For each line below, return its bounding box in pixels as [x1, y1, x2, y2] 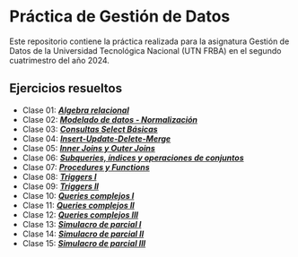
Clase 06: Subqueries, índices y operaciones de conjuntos [22, 152, 244, 163]
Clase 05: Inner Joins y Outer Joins [22, 142, 155, 153]
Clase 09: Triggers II [22, 181, 100, 192]
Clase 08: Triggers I [22, 171, 97, 182]
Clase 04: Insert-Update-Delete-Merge [22, 133, 171, 144]
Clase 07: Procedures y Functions [22, 161, 150, 172]
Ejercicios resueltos [9, 81, 123, 96]
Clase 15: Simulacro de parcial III [22, 237, 146, 248]
